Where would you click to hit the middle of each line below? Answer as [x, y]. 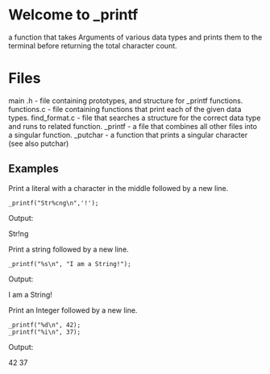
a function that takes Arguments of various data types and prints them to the [135, 37]
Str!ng [19, 233]
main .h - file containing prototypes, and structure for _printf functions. [126, 100]
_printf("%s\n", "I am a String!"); [70, 264]
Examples [33, 169]
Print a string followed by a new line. [69, 249]
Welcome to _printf [73, 15]
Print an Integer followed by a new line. [73, 310]
